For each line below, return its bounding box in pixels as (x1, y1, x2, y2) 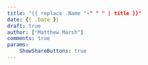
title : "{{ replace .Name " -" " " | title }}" (7, 9, 142, 17)
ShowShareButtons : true (19, 48, 87, 55)
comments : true (7, 35, 50, 42)
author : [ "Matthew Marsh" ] (7, 28, 84, 36)
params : (7, 41, 29, 48)
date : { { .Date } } (7, 16, 59, 23)
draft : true (7, 22, 41, 29)
